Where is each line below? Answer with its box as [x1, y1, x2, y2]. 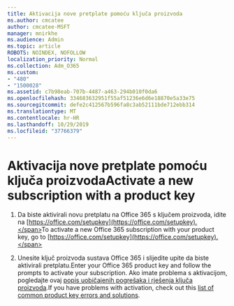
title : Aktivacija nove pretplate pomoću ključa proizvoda [7, 10, 183, 18]
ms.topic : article [7, 43, 61, 50]
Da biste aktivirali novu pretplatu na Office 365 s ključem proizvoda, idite [17, 211, 227, 219]
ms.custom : [7, 69, 39, 76]
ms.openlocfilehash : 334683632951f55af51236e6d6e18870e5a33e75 [7, 95, 196, 102]
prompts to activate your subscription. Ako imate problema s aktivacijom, [17, 269, 228, 277]
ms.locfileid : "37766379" [7, 127, 82, 134]
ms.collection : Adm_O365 [7, 62, 80, 69]
